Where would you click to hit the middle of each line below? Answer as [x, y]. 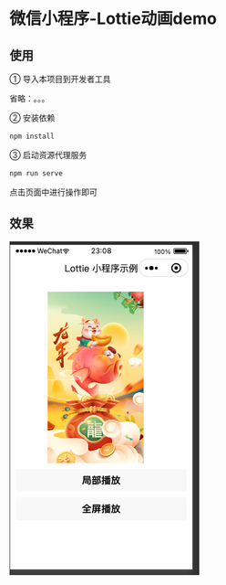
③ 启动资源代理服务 [48, 154]
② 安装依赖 [32, 118]
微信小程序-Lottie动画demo [113, 19]
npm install [32, 136]
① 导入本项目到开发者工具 [60, 79]
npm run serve [36, 173]
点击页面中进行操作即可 [53, 192]
